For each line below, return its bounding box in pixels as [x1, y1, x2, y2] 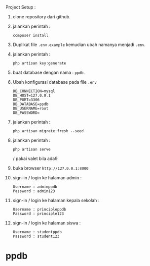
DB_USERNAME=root [12, 106, 49, 111]
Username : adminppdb [12, 184, 57, 189]
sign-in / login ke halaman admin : [12, 175, 82, 180]
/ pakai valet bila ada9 [12, 156, 58, 161]
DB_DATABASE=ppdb [12, 102, 49, 106]
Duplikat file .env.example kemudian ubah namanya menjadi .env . [12, 42, 146, 48]
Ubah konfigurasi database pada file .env [12, 79, 97, 85]
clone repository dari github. [12, 14, 71, 19]
